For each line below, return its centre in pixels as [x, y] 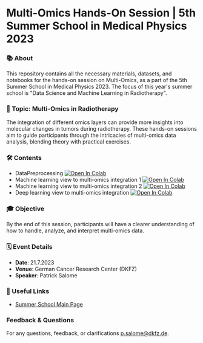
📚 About [20, 58]
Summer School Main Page [49, 304]
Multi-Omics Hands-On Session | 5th [101, 13]
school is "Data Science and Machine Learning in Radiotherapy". [87, 93]
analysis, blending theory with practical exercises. [69, 141]
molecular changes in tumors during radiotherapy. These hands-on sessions [101, 128]
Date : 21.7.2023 [35, 262]
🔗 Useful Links [28, 291]
